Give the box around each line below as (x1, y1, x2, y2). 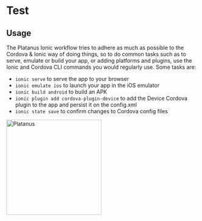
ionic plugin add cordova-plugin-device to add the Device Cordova (15, 95, 187, 102)
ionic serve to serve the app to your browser (15, 75, 130, 82)
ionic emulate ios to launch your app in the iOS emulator (15, 82, 160, 89)
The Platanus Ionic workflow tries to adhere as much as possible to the (6, 44, 184, 51)
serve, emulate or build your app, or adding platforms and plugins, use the (6, 57, 192, 64)
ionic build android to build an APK (15, 88, 108, 95)
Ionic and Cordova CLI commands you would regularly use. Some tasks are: (6, 63, 197, 71)
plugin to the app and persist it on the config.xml (15, 101, 137, 108)
